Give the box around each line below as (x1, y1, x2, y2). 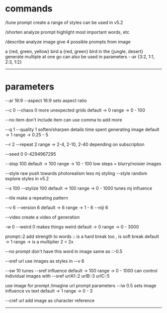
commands (5, 3, 53, 14)
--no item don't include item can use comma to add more (5, 116, 123, 122)
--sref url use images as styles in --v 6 (5, 258, 84, 264)
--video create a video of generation (5, 214, 80, 220)
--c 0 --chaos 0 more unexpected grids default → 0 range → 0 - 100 (5, 107, 145, 113)
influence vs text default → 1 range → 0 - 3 (5, 288, 93, 294)
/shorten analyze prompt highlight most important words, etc (5, 29, 130, 35)
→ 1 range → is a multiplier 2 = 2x (5, 238, 74, 244)
